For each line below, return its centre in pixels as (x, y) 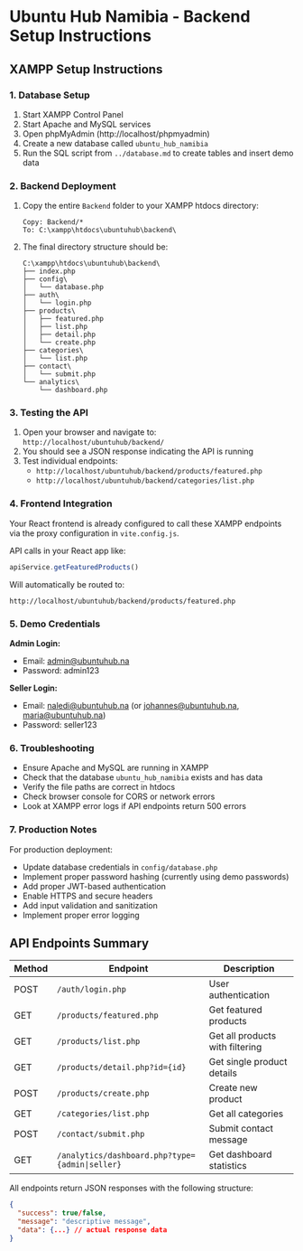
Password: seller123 (60, 724)
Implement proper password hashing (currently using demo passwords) (156, 876)
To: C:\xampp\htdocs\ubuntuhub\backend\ (99, 230)
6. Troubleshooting (52, 748)
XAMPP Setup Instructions (86, 69)
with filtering (235, 1048)
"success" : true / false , (62, 1213)
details (223, 1073)
